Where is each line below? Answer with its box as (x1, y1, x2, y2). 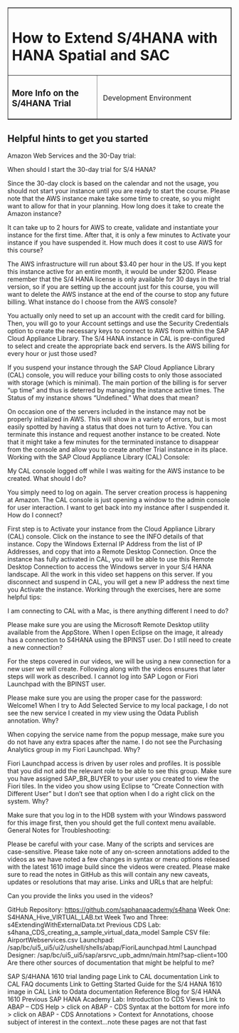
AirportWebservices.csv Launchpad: (7, 935, 115, 944)
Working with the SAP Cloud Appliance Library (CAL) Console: (7, 452, 190, 461)
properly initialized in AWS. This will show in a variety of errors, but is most (7, 414, 226, 423)
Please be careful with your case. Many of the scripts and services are (7, 840, 215, 848)
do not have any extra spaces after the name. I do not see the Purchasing (7, 738, 223, 746)
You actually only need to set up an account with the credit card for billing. (7, 311, 225, 320)
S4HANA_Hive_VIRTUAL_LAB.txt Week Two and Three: (7, 912, 169, 921)
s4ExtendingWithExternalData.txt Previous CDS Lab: (7, 920, 161, 929)
